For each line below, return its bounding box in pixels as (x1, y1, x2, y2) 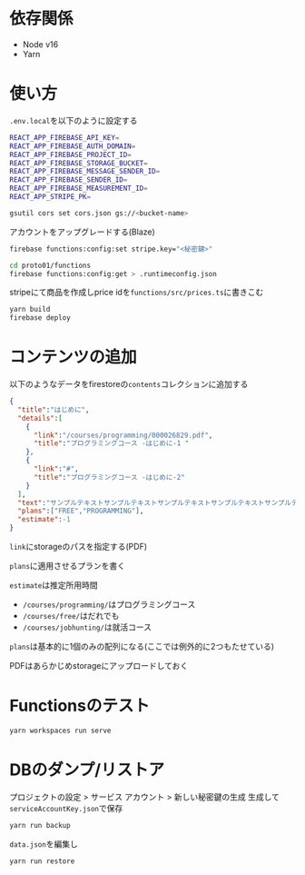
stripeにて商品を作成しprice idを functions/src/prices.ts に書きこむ (9, 287, 264, 298)
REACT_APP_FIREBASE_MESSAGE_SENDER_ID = (9, 167, 161, 176)
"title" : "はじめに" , (17, 405, 90, 414)
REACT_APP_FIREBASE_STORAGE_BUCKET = (9, 158, 148, 168)
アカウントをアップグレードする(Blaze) (9, 226, 156, 237)
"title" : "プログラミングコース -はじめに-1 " (33, 439, 190, 448)
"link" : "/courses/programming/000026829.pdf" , (33, 431, 213, 440)
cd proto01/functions (9, 261, 92, 270)
